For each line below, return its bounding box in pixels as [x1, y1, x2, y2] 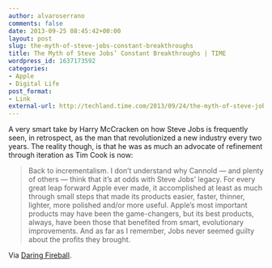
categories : [8, 65, 49, 73]
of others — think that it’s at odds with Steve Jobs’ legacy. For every [28, 175, 256, 185]
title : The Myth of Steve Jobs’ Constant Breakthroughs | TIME [8, 49, 227, 57]
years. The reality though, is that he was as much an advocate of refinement [8, 142, 263, 151]
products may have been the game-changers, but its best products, [28, 209, 254, 219]
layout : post [8, 34, 53, 43]
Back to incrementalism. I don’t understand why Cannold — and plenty [28, 166, 264, 176]
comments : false [8, 19, 63, 28]
